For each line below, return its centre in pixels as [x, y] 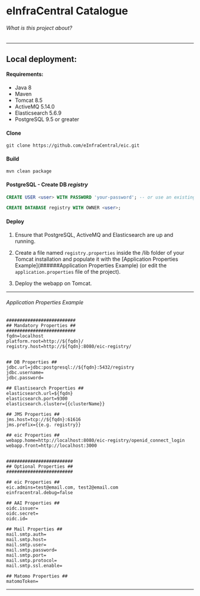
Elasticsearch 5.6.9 [38, 113]
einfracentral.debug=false [40, 492]
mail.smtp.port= [26, 555]
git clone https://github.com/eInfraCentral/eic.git [73, 146]
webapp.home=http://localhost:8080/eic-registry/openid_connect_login [96, 440]
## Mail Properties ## [34, 529]
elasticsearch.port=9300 [37, 399]
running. [25, 241]
